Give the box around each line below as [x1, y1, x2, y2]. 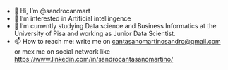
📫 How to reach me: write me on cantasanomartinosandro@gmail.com [13, 37, 221, 45]
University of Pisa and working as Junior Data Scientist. [13, 29, 176, 37]
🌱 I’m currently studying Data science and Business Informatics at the [13, 22, 217, 30]
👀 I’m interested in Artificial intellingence [13, 14, 131, 23]
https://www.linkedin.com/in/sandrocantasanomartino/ [13, 55, 174, 63]
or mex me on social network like [13, 47, 111, 56]
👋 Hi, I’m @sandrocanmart [13, 7, 90, 15]
